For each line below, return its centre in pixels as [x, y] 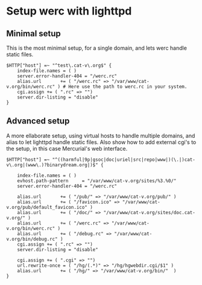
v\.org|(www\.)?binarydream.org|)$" [52, 165]
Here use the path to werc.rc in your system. [128, 87]
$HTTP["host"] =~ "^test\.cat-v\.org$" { [59, 65]
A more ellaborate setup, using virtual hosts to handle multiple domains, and [101, 136]
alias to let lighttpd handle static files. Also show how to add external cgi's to [101, 142]
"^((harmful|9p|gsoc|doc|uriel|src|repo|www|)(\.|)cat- [124, 159]
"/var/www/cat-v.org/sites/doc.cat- [150, 212]
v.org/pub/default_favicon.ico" [47, 207]
